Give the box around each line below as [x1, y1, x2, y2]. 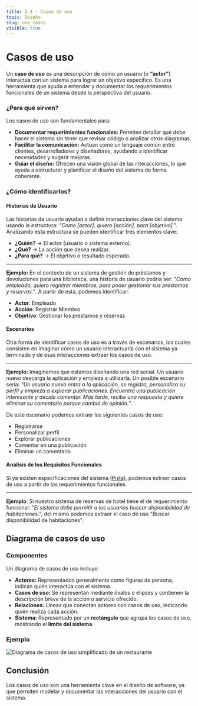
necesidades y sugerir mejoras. [14, 154, 91, 161]
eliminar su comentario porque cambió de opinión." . [6, 399, 133, 407]
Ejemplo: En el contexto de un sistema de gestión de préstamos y [6, 269, 166, 276]
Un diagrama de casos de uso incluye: [6, 565, 99, 572]
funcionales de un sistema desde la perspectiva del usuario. [6, 89, 152, 96]
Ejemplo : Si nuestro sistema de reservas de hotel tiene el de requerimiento [6, 498, 187, 505]
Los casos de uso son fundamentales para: [6, 117, 111, 124]
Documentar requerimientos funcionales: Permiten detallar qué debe [14, 128, 186, 136]
